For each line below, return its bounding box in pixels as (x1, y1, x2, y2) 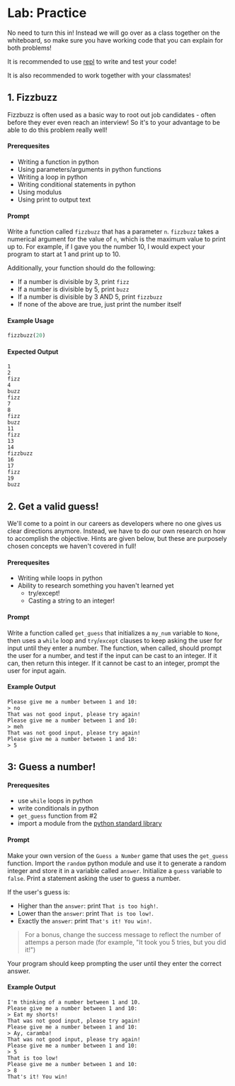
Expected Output (7, 347, 59, 356)
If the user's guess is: (7, 887, 71, 896)
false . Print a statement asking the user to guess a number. (7, 874, 181, 882)
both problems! (7, 43, 52, 52)
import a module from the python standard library (17, 819, 162, 828)
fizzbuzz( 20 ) (7, 332, 46, 339)
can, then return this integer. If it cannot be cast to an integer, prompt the (7, 659, 220, 667)
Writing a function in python (17, 158, 99, 166)
